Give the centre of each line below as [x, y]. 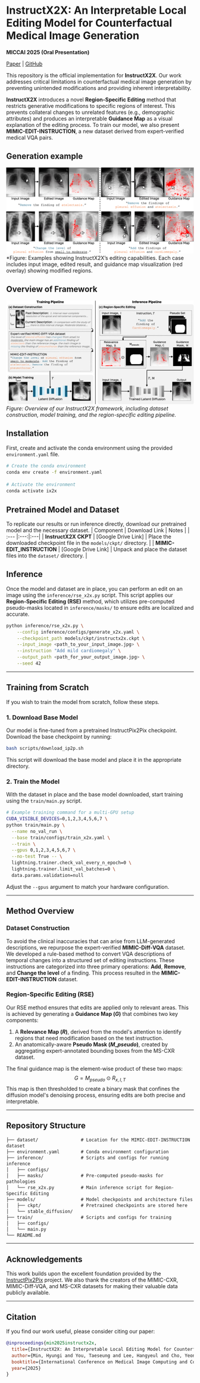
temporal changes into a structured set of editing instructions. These [90, 960]
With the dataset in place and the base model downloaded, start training [95, 795]
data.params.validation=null [48, 875]
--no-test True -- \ [37, 857]
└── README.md [24, 1235]
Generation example [45, 156]
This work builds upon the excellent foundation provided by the [84, 1274]
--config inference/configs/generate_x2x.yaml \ [78, 632]
